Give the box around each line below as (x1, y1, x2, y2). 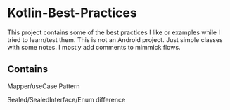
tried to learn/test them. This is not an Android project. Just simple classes (7, 35, 223, 43)
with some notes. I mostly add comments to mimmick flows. (7, 43, 181, 51)
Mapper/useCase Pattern (7, 82, 80, 90)
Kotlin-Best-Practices (7, 5, 137, 21)
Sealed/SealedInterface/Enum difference (7, 95, 126, 104)
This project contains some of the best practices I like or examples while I (7, 28, 220, 36)
